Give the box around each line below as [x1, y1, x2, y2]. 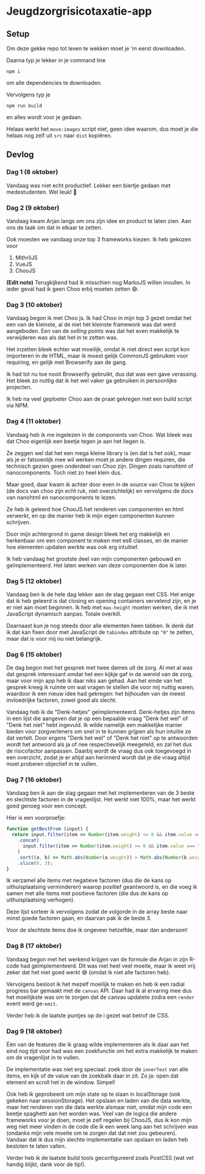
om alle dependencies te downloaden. [6, 79, 103, 86]
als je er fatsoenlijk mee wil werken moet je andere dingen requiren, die [6, 456, 186, 463]
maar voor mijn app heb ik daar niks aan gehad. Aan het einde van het [6, 677, 182, 685]
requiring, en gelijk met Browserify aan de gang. [6, 359, 127, 366]
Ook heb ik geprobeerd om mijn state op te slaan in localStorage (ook [6, 1090, 181, 1098]
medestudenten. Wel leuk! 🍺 [6, 188, 77, 195]
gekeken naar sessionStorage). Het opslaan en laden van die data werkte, [6, 1097, 192, 1104]
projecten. [6, 384, 32, 391]
